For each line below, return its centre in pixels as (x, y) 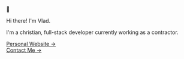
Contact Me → (24, 50)
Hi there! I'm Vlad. (28, 21)
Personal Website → (31, 44)
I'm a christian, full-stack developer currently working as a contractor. (92, 32)
